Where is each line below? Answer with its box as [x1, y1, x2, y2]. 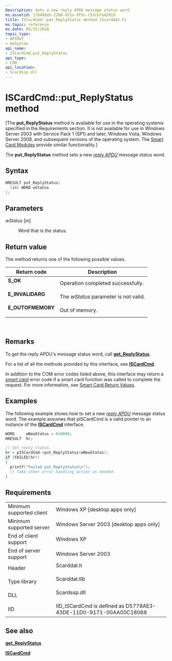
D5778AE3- [125, 602, 156, 610]
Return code [16, 269, 47, 275]
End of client [8, 532, 38, 540]
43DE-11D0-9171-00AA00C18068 [55, 609, 147, 616]
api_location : [5, 65, 36, 70]
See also [5, 626, 33, 635]
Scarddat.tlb [55, 576, 85, 583]
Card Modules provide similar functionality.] [5, 141, 98, 148]
